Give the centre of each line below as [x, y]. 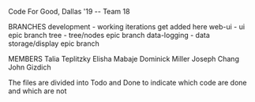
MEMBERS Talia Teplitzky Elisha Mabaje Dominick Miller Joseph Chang [124, 59]
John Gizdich [30, 67]
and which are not [37, 91]
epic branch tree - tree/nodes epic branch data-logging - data [109, 35]
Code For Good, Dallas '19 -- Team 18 [69, 11]
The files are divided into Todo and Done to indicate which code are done [127, 83]
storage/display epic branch [54, 43]
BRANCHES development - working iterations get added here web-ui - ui [127, 26]
